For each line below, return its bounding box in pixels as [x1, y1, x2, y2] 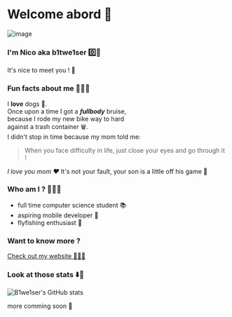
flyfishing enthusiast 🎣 [17, 218, 83, 227]
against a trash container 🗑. [7, 122, 88, 130]
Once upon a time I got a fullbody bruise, [7, 107, 127, 115]
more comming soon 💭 [7, 302, 73, 311]
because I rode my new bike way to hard [7, 114, 125, 123]
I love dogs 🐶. [7, 100, 48, 108]
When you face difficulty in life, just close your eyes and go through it [24, 146, 226, 154]
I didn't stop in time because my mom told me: [7, 133, 142, 141]
